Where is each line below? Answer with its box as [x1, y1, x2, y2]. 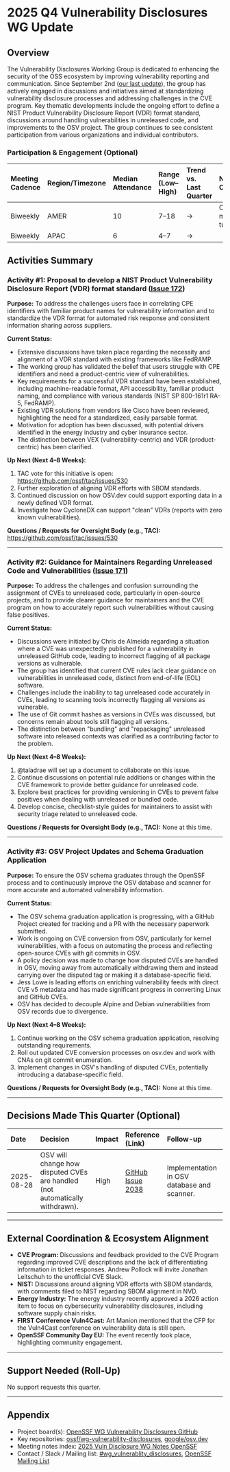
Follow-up [166, 1135, 202, 1144]
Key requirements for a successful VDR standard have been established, [16, 376, 222, 385]
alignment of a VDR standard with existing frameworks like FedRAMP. [16, 355, 214, 363]
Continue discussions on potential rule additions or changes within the [16, 773, 216, 782]
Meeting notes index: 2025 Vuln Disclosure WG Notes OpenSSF [16, 1442, 197, 1450]
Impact [95, 1135, 119, 1144]
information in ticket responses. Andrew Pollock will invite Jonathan [16, 1265, 208, 1273]
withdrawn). [40, 1202, 79, 1212]
